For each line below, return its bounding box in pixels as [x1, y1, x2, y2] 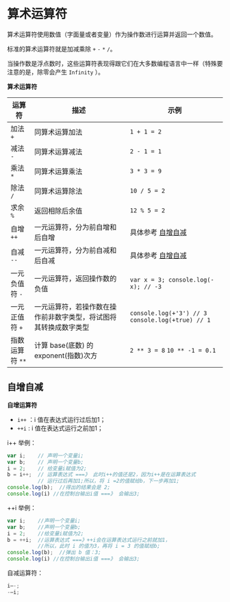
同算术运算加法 [34, 127, 83, 137]
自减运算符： [7, 569, 43, 577]
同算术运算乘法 [34, 166, 83, 176]
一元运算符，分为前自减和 [34, 245, 117, 255]
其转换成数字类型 [34, 323, 90, 332]
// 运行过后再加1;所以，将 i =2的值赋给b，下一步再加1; [37, 477, 180, 485]
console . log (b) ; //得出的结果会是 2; [7, 484, 111, 491]
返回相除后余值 [34, 206, 83, 216]
